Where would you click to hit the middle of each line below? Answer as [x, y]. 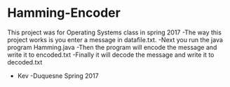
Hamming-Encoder [64, 13]
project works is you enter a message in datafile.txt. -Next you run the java [115, 39]
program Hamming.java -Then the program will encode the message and [112, 47]
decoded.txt [25, 62]
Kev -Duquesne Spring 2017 [58, 76]
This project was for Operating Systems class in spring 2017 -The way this [115, 32]
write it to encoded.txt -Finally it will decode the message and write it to [111, 55]
